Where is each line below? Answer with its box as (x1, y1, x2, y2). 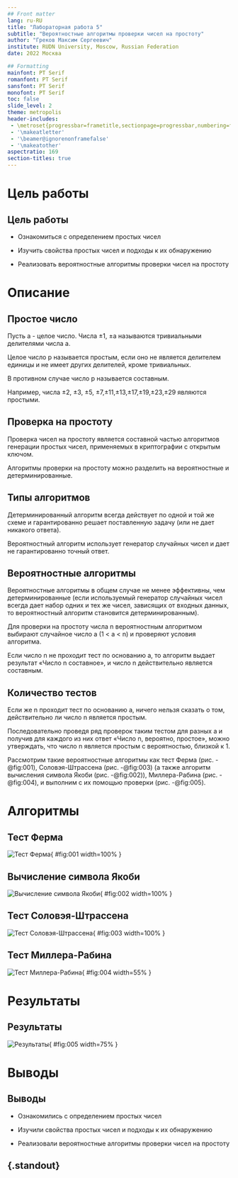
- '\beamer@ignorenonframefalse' (10, 135, 110, 142)
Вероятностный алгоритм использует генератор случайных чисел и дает (7, 539, 230, 548)
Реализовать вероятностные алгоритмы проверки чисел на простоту (17, 260, 229, 268)
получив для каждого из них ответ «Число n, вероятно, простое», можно (7, 734, 230, 743)
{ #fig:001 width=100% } (50, 850, 122, 858)
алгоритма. (7, 637, 42, 646)
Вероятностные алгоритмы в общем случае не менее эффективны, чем (7, 586, 225, 595)
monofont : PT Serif (7, 89, 65, 96)
